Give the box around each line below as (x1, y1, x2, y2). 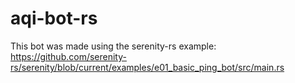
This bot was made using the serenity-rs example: (10, 40, 217, 52)
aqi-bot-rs (10, 7, 98, 30)
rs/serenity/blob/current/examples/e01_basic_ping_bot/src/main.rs (10, 61, 285, 73)
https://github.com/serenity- (10, 50, 127, 62)
